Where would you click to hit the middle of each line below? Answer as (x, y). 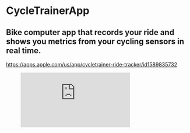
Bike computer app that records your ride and (90, 32)
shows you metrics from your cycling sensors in (95, 41)
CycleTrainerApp (48, 11)
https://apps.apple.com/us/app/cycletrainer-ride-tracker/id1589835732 (92, 64)
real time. (24, 50)
